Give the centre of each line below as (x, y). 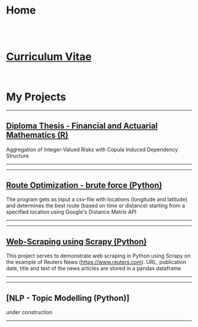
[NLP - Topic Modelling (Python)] (68, 298)
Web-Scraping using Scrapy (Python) (77, 242)
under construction (29, 312)
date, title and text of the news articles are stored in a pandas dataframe (94, 269)
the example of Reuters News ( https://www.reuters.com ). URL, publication (96, 262)
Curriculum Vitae (49, 57)
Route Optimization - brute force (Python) (84, 186)
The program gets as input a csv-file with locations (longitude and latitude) (97, 200)
